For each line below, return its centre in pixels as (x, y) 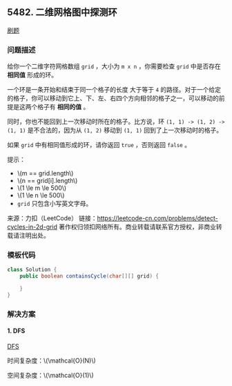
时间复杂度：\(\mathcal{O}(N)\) (52, 360)
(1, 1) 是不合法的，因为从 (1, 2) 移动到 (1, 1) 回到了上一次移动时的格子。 (115, 131)
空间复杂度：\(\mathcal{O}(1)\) (51, 376)
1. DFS (16, 331)
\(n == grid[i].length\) (47, 181)
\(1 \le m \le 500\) (42, 188)
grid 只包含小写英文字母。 (55, 204)
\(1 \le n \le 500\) (41, 195)
